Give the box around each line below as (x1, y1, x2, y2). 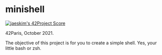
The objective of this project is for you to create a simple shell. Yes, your (5, 39, 157, 46)
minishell (5, 4, 45, 15)
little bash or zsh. (5, 45, 42, 51)
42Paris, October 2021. (5, 30, 54, 36)
